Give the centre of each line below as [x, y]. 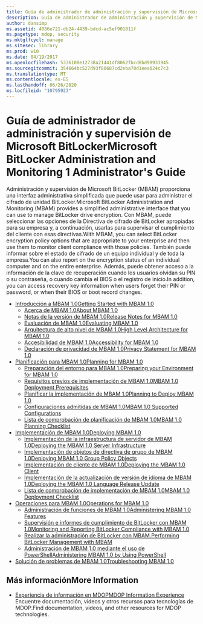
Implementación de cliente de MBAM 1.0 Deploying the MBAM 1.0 [105, 465]
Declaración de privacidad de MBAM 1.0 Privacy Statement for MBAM [110, 348]
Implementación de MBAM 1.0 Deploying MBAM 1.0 [78, 432]
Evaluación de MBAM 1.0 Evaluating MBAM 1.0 [81, 323]
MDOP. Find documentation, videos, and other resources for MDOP [98, 608]
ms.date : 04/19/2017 [32, 57]
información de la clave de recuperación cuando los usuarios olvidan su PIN [101, 273]
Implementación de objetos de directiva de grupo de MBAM [98, 451]
